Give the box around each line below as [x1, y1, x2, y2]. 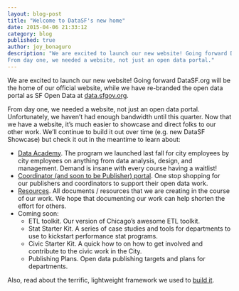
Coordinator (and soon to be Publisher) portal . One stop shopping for [17, 171, 221, 180]
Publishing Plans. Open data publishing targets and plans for [28, 254, 206, 263]
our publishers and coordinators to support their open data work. [17, 179, 208, 187]
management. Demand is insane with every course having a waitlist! [17, 164, 218, 172]
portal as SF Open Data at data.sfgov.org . [7, 91, 129, 99]
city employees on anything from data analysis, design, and [17, 156, 193, 165]
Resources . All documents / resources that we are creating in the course [17, 186, 230, 195]
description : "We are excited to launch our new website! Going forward [7, 50, 228, 57]
